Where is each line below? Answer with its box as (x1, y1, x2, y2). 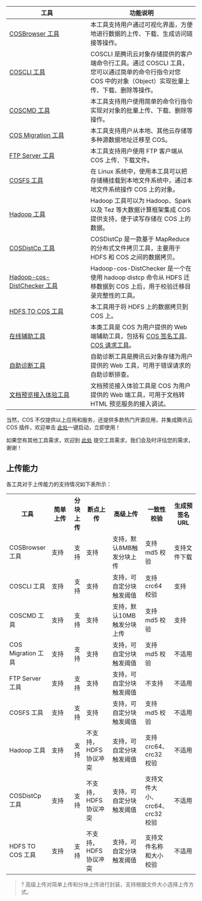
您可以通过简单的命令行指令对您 (90, 68, 182, 76)
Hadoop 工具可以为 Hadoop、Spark (90, 197, 192, 205)
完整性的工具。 (96, 291, 139, 300)
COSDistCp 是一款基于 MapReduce (90, 235, 190, 243)
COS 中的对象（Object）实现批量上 (90, 77, 191, 85)
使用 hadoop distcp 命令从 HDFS (90, 273, 182, 282)
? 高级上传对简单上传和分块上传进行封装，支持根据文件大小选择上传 (20, 881, 189, 888)
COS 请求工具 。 (90, 341, 135, 349)
